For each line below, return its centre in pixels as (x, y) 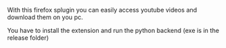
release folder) (28, 38)
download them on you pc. (45, 17)
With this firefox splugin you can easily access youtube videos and (102, 10)
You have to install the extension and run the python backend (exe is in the (113, 31)
